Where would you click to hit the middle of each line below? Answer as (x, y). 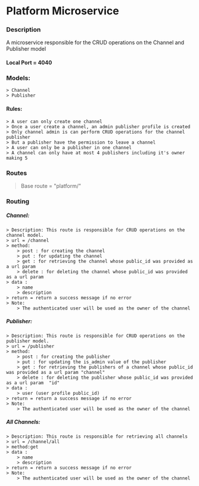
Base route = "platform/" (51, 185)
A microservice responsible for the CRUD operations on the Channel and (95, 42)
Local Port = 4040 (29, 63)
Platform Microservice (63, 11)
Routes (17, 173)
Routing (18, 201)
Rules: (14, 109)
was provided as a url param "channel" (56, 372)
